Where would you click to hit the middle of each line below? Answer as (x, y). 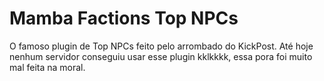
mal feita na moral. (47, 67)
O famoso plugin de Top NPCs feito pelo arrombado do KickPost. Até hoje (161, 46)
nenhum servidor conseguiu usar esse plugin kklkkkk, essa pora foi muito (161, 56)
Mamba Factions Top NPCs (124, 18)
